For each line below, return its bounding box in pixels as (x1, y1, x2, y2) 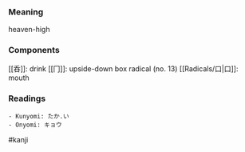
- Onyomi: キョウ (8, 121, 62, 129)
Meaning (8, 6, 44, 18)
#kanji (8, 134, 29, 144)
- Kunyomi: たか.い (8, 112, 69, 120)
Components (8, 45, 60, 56)
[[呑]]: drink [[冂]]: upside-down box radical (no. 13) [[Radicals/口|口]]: (8, 63, 239, 74)
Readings (8, 93, 46, 104)
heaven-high (8, 25, 50, 34)
